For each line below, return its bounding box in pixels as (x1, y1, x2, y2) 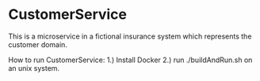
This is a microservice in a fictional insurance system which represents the (8, 31, 252, 41)
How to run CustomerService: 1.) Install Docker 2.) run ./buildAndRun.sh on (8, 55, 253, 64)
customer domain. (8, 39, 67, 49)
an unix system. (8, 63, 60, 72)
